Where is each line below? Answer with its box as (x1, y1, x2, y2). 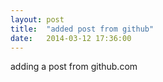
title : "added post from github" (10, 24, 155, 34)
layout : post (10, 14, 65, 25)
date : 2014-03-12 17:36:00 (10, 33, 132, 43)
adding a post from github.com (10, 61, 138, 73)
